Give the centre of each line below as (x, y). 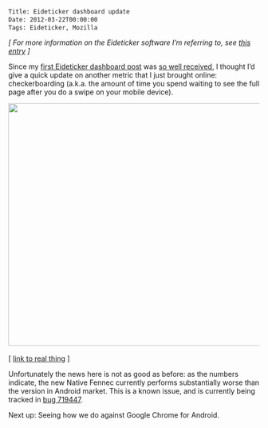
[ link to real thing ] (39, 358)
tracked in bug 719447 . (46, 400)
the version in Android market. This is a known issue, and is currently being (132, 391)
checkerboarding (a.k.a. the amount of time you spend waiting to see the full (134, 84)
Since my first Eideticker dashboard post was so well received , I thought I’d (132, 66)
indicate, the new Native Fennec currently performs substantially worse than (134, 382)
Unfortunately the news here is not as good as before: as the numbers (124, 374)
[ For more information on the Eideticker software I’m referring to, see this (130, 42)
